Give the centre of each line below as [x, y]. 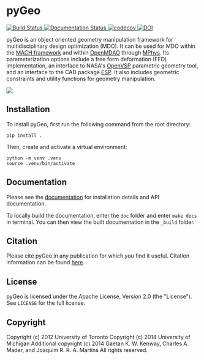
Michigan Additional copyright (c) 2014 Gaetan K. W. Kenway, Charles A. [98, 343]
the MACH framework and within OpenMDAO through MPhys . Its [88, 52]
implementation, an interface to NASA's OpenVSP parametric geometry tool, [102, 66]
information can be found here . [45, 262]
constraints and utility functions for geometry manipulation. [81, 79]
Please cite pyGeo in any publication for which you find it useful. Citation [98, 256]
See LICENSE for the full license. [46, 303]
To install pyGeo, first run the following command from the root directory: [99, 124]
